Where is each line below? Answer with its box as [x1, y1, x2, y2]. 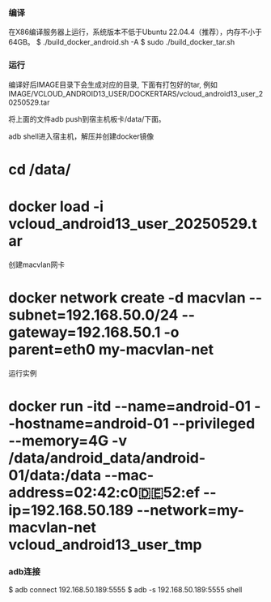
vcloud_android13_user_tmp [8, 535, 202, 553]
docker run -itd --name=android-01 [8, 397, 252, 415]
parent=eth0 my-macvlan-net [8, 340, 214, 359]
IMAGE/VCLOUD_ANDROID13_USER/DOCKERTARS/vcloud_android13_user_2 [8, 88, 264, 98]
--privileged [171, 414, 256, 432]
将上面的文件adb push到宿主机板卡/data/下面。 [8, 114, 166, 123]
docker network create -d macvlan [8, 288, 246, 307]
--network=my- [136, 501, 245, 519]
